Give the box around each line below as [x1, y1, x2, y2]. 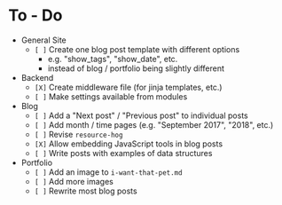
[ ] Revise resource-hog [34, 129, 123, 139]
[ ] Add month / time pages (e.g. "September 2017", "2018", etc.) [34, 119, 274, 130]
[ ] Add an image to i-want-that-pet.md [34, 166, 183, 177]
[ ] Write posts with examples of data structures [34, 147, 213, 158]
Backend [20, 72, 54, 83]
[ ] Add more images [34, 176, 114, 186]
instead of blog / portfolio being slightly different [47, 63, 225, 74]
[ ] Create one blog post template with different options [34, 43, 240, 54]
